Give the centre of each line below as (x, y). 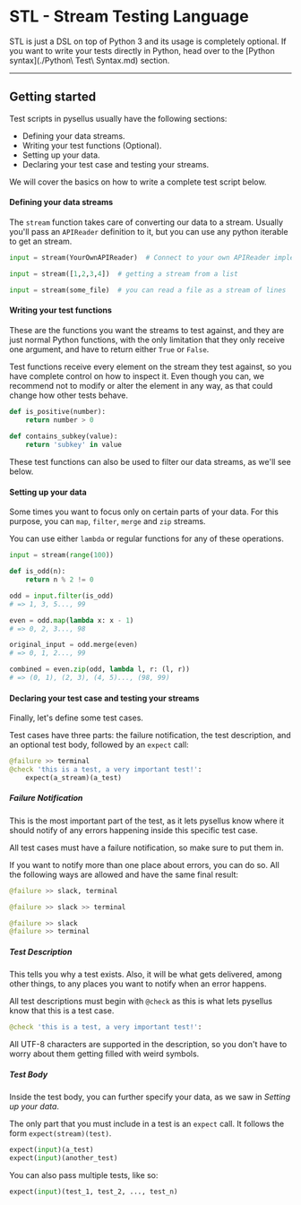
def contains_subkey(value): (64, 436)
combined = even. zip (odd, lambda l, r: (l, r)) (100, 669)
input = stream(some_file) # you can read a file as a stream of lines (148, 290)
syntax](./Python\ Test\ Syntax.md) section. (90, 60)
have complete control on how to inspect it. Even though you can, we (137, 376)
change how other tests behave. (69, 395)
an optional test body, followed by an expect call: (99, 745)
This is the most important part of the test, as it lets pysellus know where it (147, 821)
